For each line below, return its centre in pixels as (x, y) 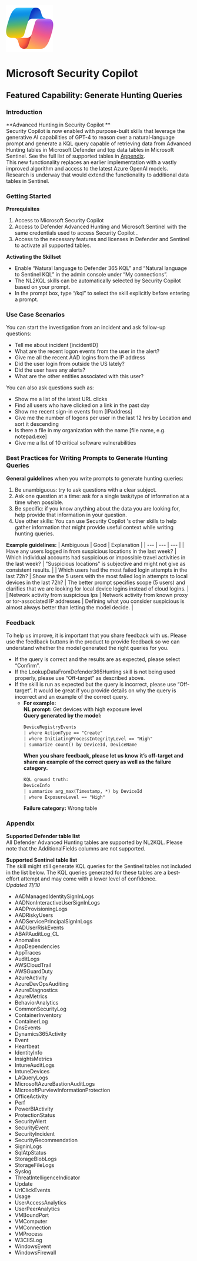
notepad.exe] (31, 436)
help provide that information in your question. (71, 515)
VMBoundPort (32, 1215)
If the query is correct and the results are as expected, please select (97, 659)
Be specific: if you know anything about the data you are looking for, (97, 508)
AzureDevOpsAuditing (41, 984)
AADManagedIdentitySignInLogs (54, 896)
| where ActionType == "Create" (63, 733)
